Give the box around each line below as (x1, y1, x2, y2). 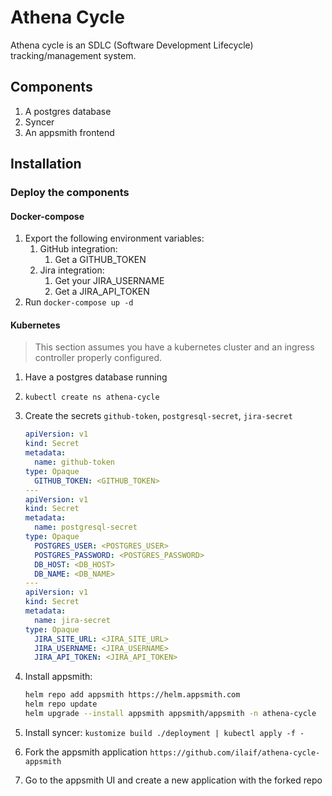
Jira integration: (39, 264, 105, 276)
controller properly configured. (34, 352, 163, 364)
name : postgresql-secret (34, 522, 138, 533)
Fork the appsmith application (24, 746, 148, 758)
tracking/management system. (10, 49, 137, 61)
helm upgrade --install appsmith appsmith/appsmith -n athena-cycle (24, 709, 317, 719)
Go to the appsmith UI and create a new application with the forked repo (24, 774, 323, 786)
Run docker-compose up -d (24, 296, 134, 308)
